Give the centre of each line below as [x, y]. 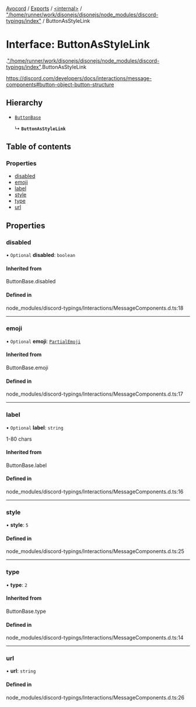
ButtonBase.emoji [27, 368]
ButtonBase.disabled [31, 282]
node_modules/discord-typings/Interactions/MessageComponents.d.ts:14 [95, 638]
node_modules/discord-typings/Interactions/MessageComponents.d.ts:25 [95, 551]
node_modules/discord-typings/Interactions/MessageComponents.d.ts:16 [95, 492]
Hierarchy [24, 103]
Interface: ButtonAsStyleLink [78, 45]
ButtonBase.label [27, 465]
